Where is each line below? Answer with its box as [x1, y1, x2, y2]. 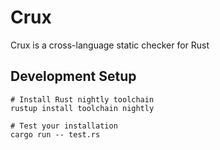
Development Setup [10, 68, 137, 85]
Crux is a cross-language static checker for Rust [10, 39, 210, 51]
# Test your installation [10, 121, 118, 131]
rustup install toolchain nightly [10, 103, 155, 113]
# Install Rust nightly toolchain [10, 94, 155, 105]
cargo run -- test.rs [10, 129, 101, 140]
